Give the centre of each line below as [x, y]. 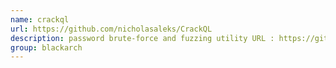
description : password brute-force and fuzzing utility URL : [142, 38]
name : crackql [40, 19]
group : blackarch [46, 47]
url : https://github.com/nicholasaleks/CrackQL [111, 29]
